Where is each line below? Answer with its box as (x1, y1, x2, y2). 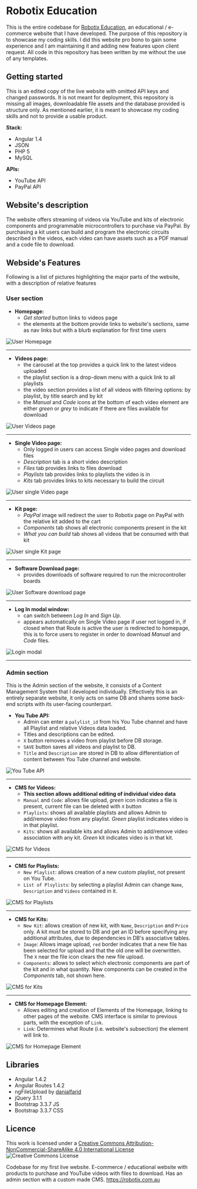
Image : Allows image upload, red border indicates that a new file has (23, 940, 188, 948)
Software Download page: (14, 565, 80, 572)
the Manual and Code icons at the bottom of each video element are (23, 398, 189, 405)
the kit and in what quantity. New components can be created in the (23, 965, 188, 972)
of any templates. (6, 55, 48, 62)
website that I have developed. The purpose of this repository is (33, 29, 188, 36)
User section (6, 294, 43, 302)
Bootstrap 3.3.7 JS (14, 1100, 60, 1107)
